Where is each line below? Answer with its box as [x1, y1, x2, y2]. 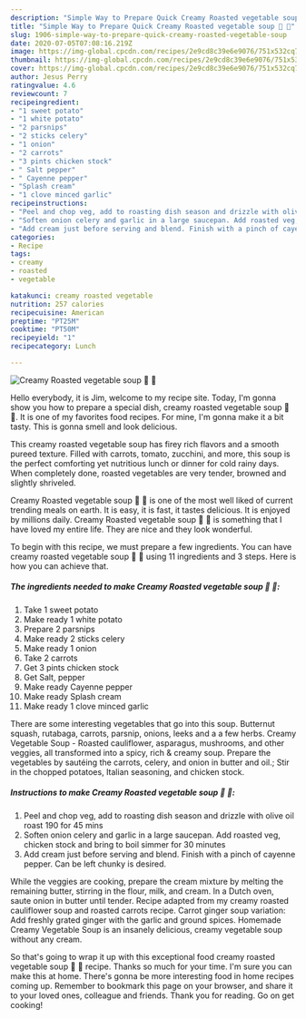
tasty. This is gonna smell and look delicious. [10, 421, 178, 432]
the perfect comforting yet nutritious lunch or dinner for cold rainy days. [10, 457, 280, 468]
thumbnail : [10, 55, 52, 64]
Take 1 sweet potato [23, 604, 99, 615]
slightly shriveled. [10, 477, 76, 488]
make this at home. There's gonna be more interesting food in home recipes [10, 970, 294, 981]
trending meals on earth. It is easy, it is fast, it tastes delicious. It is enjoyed [10, 505, 291, 515]
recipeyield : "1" [10, 333, 76, 343]
